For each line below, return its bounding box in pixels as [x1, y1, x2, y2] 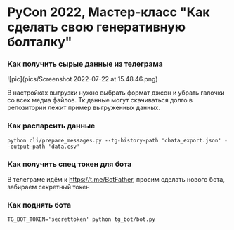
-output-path [7, 143, 46, 150]
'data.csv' [48, 143, 80, 150]
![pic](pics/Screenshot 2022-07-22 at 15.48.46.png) [7, 75, 158, 83]
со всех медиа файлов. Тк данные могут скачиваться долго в [7, 96, 193, 104]
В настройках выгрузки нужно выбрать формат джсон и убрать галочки [7, 88, 225, 97]
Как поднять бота [7, 201, 72, 210]
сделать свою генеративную [7, 19, 186, 35]
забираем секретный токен [7, 183, 90, 191]
